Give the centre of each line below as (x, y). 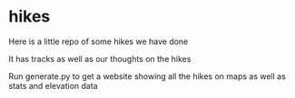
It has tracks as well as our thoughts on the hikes (100, 58)
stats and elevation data (53, 85)
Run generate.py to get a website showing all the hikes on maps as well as (147, 76)
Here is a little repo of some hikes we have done (98, 41)
